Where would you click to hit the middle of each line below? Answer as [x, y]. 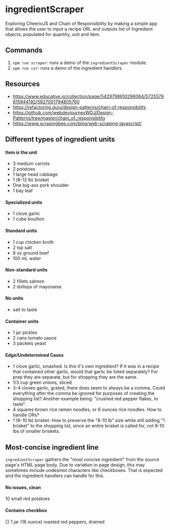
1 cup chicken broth [33, 242]
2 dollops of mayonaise [37, 287]
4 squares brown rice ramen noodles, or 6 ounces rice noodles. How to [87, 410]
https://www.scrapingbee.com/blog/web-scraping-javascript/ [77, 123]
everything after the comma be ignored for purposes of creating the [83, 394]
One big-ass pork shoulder [41, 185]
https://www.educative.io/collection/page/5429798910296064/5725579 [88, 96]
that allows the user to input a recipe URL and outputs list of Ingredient [79, 29]
